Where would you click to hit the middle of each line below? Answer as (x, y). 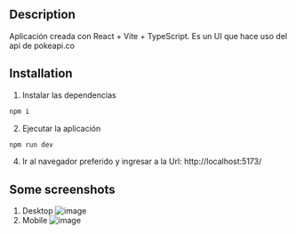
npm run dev (31, 145)
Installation (41, 73)
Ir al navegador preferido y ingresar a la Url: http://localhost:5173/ (142, 161)
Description (42, 15)
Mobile (35, 221)
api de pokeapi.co (42, 45)
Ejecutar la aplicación (61, 128)
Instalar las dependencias (69, 95)
